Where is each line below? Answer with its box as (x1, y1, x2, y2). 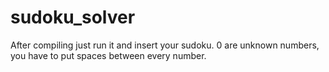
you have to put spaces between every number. (10, 49, 207, 61)
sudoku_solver (10, 6, 136, 29)
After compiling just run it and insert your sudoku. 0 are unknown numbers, (10, 39, 320, 51)
